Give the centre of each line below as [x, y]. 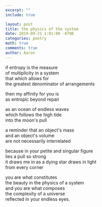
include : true [20, 15]
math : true [17, 43]
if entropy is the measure [32, 67]
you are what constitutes [31, 177]
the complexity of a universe [35, 194]
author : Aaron [20, 53]
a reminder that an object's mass [40, 130]
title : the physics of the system [42, 29]
